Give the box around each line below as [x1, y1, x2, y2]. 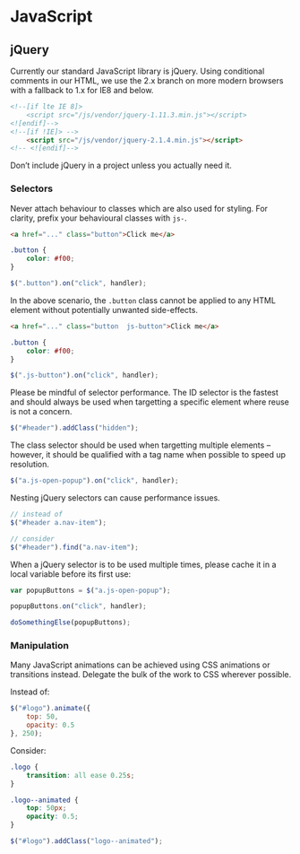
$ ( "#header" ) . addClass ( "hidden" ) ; [10, 423, 140, 432]
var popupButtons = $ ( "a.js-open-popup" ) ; [10, 586, 171, 595]
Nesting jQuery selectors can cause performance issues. [10, 492, 220, 503]
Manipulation [10, 640, 70, 652]
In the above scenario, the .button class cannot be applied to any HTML [10, 294, 277, 306]
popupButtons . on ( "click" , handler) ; [10, 602, 147, 611]
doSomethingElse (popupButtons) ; [10, 618, 131, 627]
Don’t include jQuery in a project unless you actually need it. [10, 160, 232, 171]
